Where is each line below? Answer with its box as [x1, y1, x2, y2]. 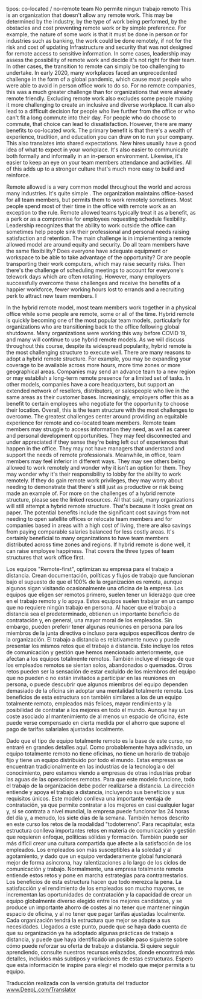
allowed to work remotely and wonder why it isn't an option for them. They [6, 464, 191, 471]
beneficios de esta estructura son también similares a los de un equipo [6, 693, 182, 701]
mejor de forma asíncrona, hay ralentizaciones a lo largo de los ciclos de [6, 859, 186, 866]
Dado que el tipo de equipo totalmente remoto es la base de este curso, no [6, 737, 192, 744]
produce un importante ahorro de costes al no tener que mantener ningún [6, 904, 190, 911]
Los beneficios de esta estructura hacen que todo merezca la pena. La [6, 878, 182, 885]
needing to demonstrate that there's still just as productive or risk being [6, 484, 184, 490]
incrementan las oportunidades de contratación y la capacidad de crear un [6, 891, 192, 898]
